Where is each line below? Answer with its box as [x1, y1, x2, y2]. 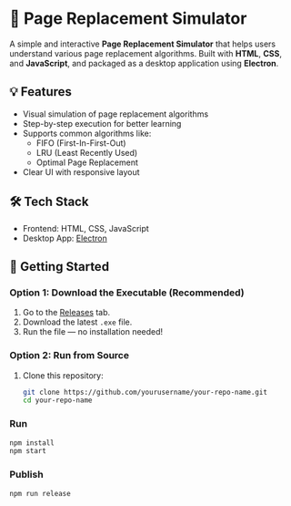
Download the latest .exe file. [22, 316, 133, 327]
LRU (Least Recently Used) [35, 147, 138, 158]
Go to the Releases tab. [22, 307, 111, 318]
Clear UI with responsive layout [22, 166, 140, 177]
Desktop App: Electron [22, 232, 107, 243]
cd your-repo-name [22, 396, 93, 405]
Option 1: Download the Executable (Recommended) [9, 286, 246, 299]
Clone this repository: [22, 369, 104, 381]
